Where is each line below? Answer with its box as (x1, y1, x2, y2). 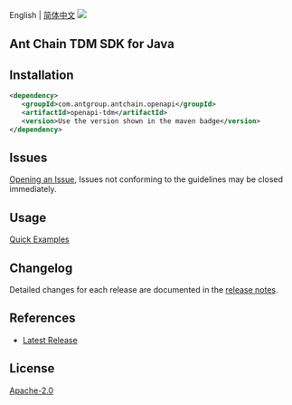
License (9, 361, 55, 376)
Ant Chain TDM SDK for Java (9, 36, 174, 52)
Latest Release (22, 334, 79, 345)
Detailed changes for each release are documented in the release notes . (9, 284, 278, 295)
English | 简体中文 (9, 10, 76, 20)
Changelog (9, 260, 73, 275)
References (9, 311, 76, 326)
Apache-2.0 (9, 385, 54, 396)
